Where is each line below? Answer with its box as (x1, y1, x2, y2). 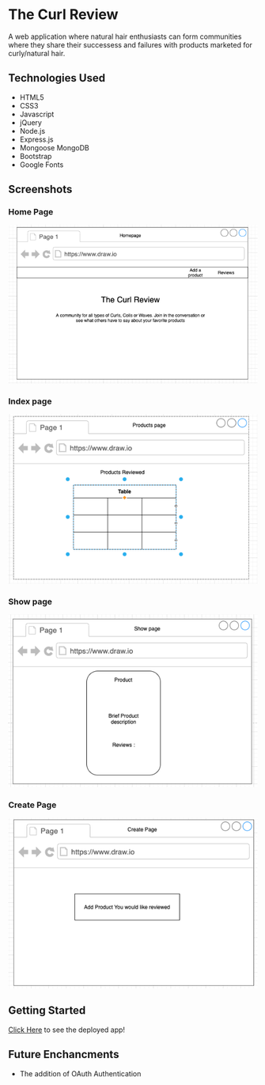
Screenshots (8, 183, 73, 196)
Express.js (19, 135, 54, 144)
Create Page (8, 799, 57, 810)
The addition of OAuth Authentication (19, 1068, 142, 1078)
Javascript (19, 109, 55, 119)
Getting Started (8, 1003, 86, 1018)
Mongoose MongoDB (19, 142, 89, 152)
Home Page (8, 207, 54, 218)
